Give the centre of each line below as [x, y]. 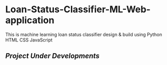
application [30, 20]
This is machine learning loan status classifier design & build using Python [84, 34]
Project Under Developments [52, 56]
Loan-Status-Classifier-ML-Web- [78, 9]
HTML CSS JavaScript [29, 40]
